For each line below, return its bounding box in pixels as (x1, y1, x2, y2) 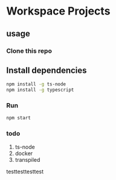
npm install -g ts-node (6, 81, 66, 87)
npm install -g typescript (6, 87, 74, 93)
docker (14, 150, 33, 157)
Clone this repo (6, 47, 53, 55)
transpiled (14, 156, 40, 163)
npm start (6, 115, 31, 121)
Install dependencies (6, 65, 87, 75)
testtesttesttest (6, 168, 44, 175)
